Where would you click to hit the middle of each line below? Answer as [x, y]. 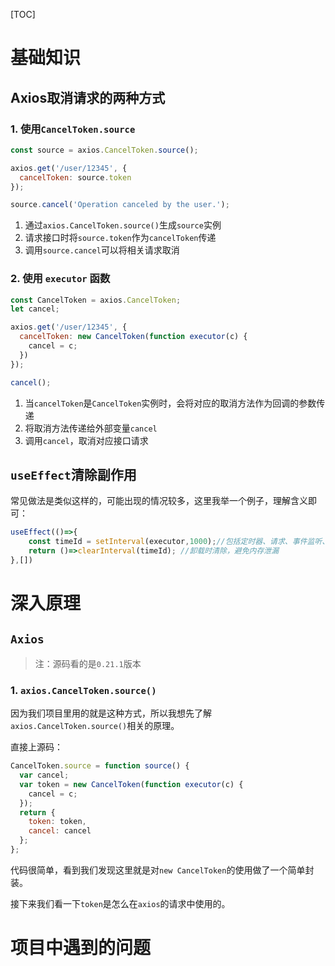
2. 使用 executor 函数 [60, 279]
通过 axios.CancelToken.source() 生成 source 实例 [123, 225]
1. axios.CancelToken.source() [83, 690]
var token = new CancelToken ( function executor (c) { [131, 784]
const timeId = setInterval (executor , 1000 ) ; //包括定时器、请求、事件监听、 [179, 542]
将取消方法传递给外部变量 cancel [91, 428]
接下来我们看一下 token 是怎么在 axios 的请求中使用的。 [120, 903]
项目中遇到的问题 [81, 948]
